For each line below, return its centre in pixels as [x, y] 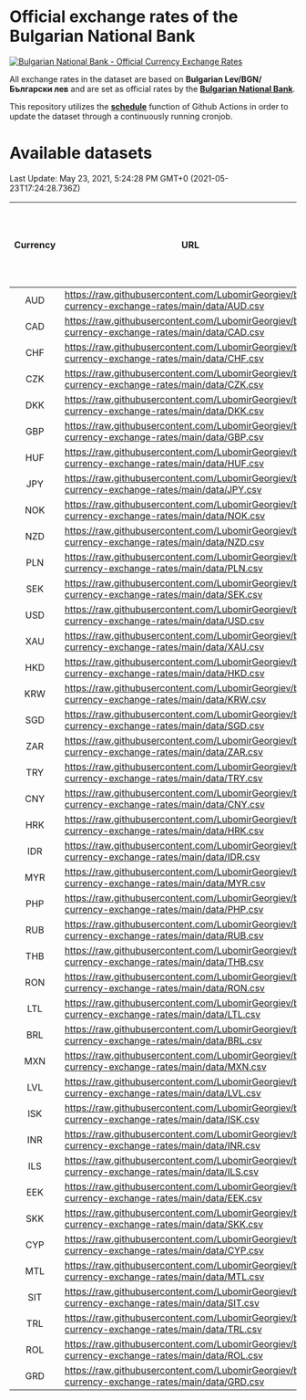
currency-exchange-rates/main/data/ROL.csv [164, 1355]
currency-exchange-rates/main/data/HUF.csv [164, 463]
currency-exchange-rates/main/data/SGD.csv [164, 726]
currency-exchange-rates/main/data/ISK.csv [162, 1119]
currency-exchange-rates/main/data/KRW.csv [165, 699]
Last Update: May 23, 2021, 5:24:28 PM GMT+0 [99, 178]
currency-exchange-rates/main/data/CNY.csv [165, 804]
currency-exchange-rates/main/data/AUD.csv [164, 306]
